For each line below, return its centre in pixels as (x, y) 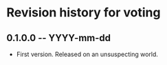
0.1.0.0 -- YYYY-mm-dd (59, 38)
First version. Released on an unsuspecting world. (87, 54)
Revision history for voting (83, 13)
